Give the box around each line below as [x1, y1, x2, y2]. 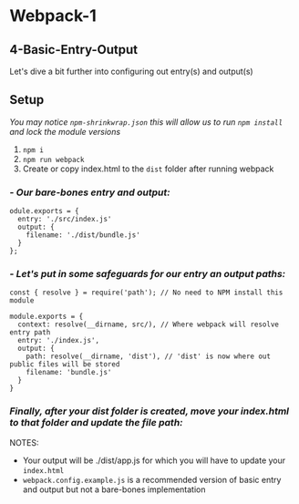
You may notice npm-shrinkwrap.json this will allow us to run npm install [9, 116, 284, 128]
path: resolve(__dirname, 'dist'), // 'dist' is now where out [26, 352, 272, 361]
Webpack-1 [9, 5, 98, 26]
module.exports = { [9, 312, 84, 322]
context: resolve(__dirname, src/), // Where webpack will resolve [17, 320, 280, 329]
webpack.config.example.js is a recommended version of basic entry [22, 474, 282, 485]
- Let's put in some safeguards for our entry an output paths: [9, 268, 286, 281]
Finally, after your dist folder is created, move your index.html [9, 405, 290, 417]
